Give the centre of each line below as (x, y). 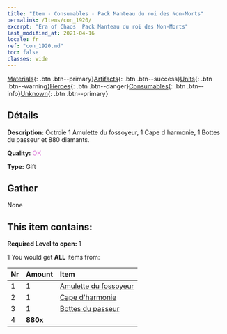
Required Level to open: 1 (44, 244)
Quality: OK (24, 153)
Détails (23, 116)
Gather (23, 188)
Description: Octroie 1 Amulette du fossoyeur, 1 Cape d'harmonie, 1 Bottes (114, 132)
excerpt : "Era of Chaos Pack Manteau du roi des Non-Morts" (98, 26)
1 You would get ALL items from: (54, 257)
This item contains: (50, 227)
